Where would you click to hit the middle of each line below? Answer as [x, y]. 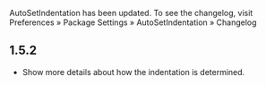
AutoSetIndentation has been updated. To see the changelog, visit [131, 13]
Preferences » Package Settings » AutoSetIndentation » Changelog [133, 22]
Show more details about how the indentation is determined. [133, 72]
